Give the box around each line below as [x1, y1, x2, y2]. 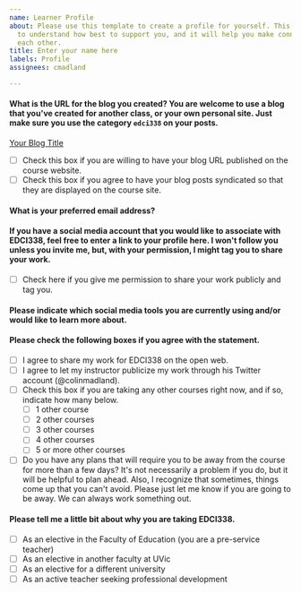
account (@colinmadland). [21, 374, 121, 385]
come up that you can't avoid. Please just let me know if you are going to [21, 484, 291, 494]
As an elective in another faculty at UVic [21, 553, 171, 564]
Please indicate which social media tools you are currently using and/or [9, 305, 281, 315]
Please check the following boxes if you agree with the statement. [9, 335, 260, 346]
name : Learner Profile [9, 13, 94, 22]
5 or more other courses [35, 444, 125, 455]
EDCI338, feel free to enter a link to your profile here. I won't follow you [9, 235, 279, 246]
